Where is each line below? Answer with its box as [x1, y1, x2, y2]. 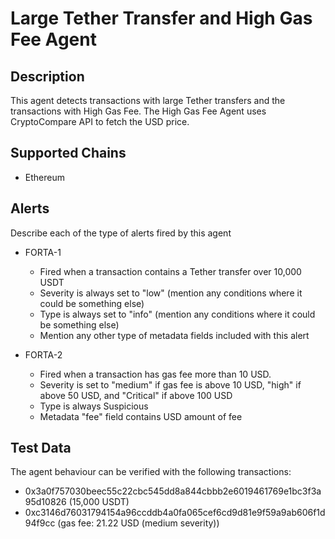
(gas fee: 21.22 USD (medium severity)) [57, 517, 220, 529]
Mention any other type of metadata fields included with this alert [39, 329, 310, 341]
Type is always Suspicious [39, 400, 149, 412]
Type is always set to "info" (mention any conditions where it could [39, 308, 316, 320]
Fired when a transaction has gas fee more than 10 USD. [39, 368, 272, 380]
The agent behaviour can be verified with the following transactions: [10, 466, 292, 478]
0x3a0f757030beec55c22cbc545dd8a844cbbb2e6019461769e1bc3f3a [24, 485, 322, 497]
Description [10, 68, 85, 85]
